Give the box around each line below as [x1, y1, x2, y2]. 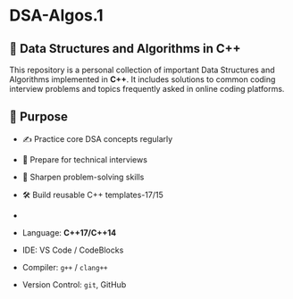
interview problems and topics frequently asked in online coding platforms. [9, 84, 285, 94]
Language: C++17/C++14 [21, 227, 117, 237]
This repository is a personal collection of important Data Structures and [9, 64, 275, 75]
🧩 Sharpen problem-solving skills [21, 171, 145, 182]
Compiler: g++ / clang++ [21, 262, 108, 272]
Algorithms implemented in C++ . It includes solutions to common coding [9, 74, 276, 85]
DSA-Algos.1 [9, 5, 105, 26]
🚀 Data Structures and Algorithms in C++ [9, 41, 241, 56]
